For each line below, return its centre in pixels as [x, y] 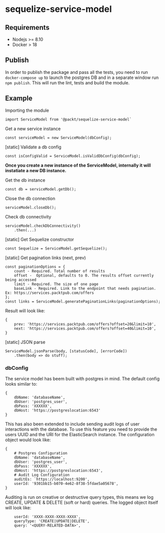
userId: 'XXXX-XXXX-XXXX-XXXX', [47, 517]
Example [19, 99]
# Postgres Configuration [41, 453]
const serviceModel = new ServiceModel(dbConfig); [58, 137]
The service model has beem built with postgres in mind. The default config [82, 379]
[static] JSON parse [25, 342]
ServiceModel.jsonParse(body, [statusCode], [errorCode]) [66, 351]
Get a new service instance [33, 129]
